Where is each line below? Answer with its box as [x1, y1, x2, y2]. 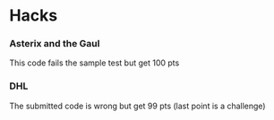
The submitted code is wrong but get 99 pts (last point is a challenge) [9, 100, 266, 111]
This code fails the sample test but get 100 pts [9, 57, 180, 68]
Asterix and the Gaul [9, 38, 100, 50]
